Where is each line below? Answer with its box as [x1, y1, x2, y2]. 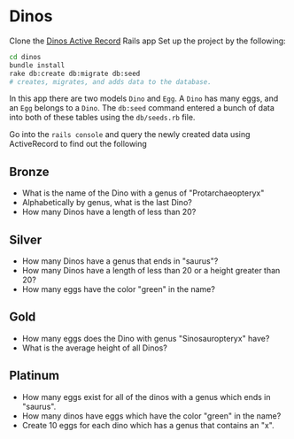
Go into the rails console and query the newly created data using [9, 129, 251, 140]
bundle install [9, 60, 66, 70]
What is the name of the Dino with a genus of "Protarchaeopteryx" [21, 188, 265, 198]
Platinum [9, 368, 60, 383]
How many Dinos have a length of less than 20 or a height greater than [21, 266, 281, 276]
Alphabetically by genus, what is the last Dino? [21, 197, 192, 208]
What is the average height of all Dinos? [21, 343, 168, 353]
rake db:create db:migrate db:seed [9, 69, 141, 78]
